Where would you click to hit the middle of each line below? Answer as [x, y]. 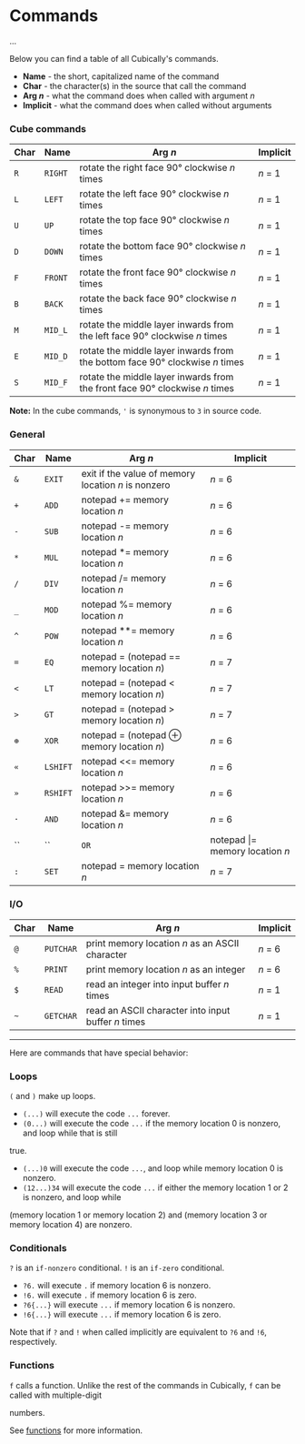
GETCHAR [60, 1016]
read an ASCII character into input [158, 1010]
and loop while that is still [70, 1133]
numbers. [27, 1412]
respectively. [33, 1342]
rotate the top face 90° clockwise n [154, 220]
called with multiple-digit [56, 1395]
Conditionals [38, 1248]
